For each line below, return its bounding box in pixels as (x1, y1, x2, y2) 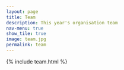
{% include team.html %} (6, 58, 68, 65)
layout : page (6, 8, 39, 15)
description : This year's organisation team (6, 20, 118, 26)
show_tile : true (6, 31, 46, 37)
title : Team (6, 14, 36, 20)
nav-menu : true (6, 25, 44, 31)
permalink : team (6, 42, 46, 48)
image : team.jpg (6, 36, 46, 42)
